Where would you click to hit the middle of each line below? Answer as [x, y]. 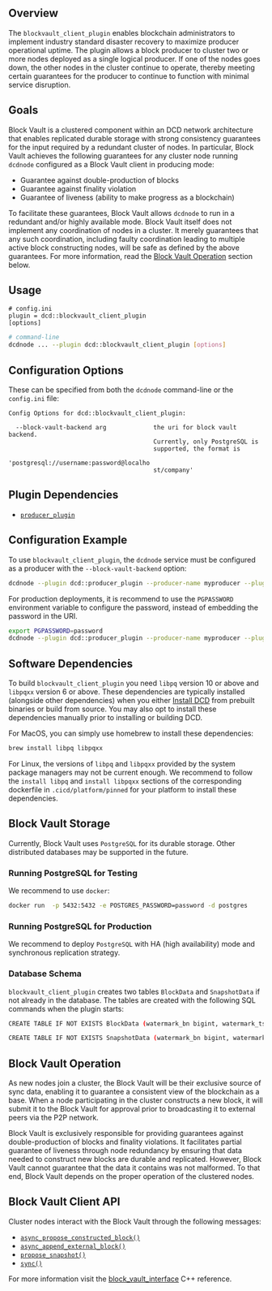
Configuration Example [68, 540]
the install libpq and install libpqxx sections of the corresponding [125, 781]
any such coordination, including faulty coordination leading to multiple [127, 239]
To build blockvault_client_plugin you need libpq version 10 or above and [134, 683]
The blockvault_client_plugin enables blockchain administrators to [122, 32]
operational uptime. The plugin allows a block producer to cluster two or [129, 50]
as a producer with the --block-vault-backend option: [98, 568]
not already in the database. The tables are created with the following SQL [132, 1000]
